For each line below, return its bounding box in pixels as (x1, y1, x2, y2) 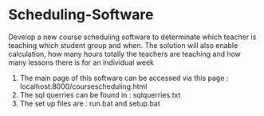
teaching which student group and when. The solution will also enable (8, 40, 238, 50)
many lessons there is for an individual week (8, 58, 154, 67)
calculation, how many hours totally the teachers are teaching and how (8, 49, 242, 58)
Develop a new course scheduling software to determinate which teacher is (8, 32, 257, 42)
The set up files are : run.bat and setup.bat (19, 98, 161, 108)
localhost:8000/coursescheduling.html (19, 82, 148, 91)
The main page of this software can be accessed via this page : (19, 73, 229, 82)
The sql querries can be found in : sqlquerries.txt (19, 90, 181, 99)
